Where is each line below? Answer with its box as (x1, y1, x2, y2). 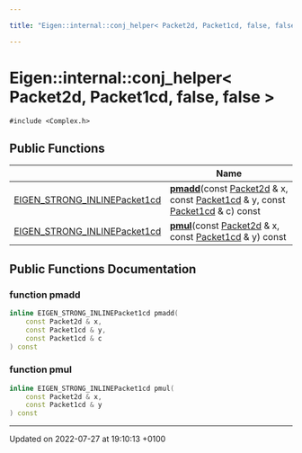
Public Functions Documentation (9, 262, 197, 277)
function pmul (9, 363, 72, 376)
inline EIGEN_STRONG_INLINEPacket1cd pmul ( (9, 384, 175, 393)
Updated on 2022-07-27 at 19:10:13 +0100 (9, 433, 166, 445)
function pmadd (9, 289, 81, 301)
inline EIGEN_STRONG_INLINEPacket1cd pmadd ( (9, 309, 179, 318)
